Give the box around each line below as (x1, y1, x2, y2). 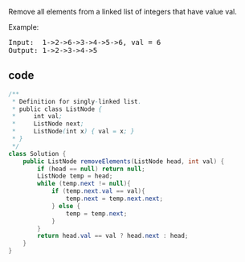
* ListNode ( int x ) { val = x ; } (11, 128, 135, 136)
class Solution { (8, 149, 67, 158)
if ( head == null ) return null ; (37, 165, 146, 173)
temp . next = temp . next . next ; (65, 194, 163, 203)
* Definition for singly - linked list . (11, 97, 142, 105)
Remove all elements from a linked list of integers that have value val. (8, 7, 237, 16)
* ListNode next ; (11, 120, 84, 128)
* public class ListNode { (11, 104, 103, 113)
